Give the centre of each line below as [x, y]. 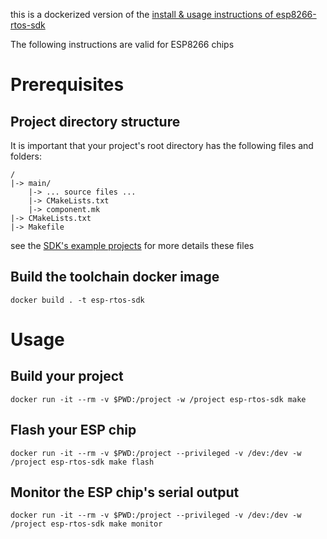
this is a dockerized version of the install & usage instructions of [142, 14]
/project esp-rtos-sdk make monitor [86, 524]
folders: [26, 156]
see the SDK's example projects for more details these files [132, 245]
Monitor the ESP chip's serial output [125, 492]
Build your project [67, 376]
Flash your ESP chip [73, 430]
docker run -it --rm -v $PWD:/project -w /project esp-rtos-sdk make [158, 399]
